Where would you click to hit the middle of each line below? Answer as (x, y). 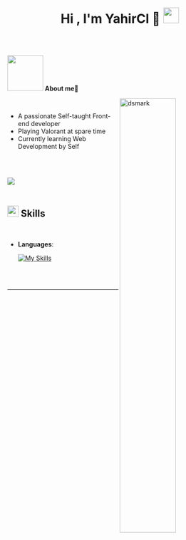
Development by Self (48, 147)
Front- (102, 116)
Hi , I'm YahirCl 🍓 (110, 19)
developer (46, 124)
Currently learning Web (52, 139)
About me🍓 (62, 88)
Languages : (36, 244)
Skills (33, 213)
